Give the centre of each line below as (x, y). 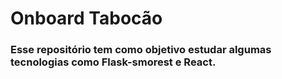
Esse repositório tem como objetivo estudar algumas (141, 50)
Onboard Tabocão (86, 18)
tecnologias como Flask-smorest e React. (113, 62)
